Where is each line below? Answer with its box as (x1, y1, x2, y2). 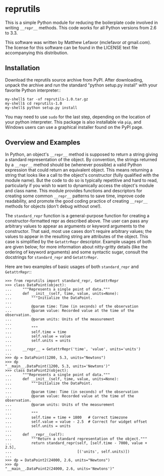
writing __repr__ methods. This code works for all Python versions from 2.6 (5, 24, 157, 30)
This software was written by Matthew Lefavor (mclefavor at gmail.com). (5, 39, 151, 45)
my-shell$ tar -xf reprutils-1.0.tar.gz (5, 97, 89, 102)
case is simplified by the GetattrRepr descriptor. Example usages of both (5, 238, 152, 245)
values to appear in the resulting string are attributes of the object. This (5, 233, 148, 239)
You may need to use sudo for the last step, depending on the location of (5, 114, 151, 120)
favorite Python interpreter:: (5, 87, 61, 93)
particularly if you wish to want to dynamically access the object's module (5, 182, 154, 188)
